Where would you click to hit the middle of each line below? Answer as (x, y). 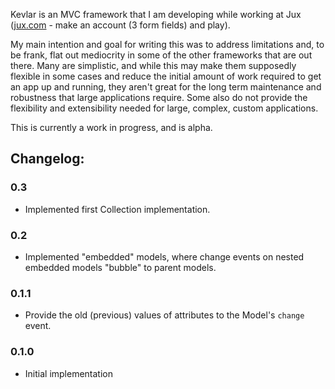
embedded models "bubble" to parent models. (120, 267)
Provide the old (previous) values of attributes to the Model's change (164, 315)
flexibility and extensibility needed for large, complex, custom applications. (164, 108)
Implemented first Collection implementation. (117, 209)
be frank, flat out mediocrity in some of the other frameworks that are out (161, 55)
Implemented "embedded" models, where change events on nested (164, 256)
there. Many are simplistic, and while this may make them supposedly (153, 65)
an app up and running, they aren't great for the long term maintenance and (166, 87)
